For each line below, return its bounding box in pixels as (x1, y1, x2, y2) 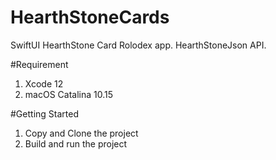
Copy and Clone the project (24, 127, 139, 139)
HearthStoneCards (10, 6, 170, 29)
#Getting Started (10, 107, 79, 120)
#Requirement (10, 58, 69, 70)
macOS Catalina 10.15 (24, 88, 113, 100)
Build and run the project (24, 137, 128, 150)
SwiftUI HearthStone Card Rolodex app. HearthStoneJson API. (10, 39, 267, 51)
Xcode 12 (24, 77, 64, 90)
